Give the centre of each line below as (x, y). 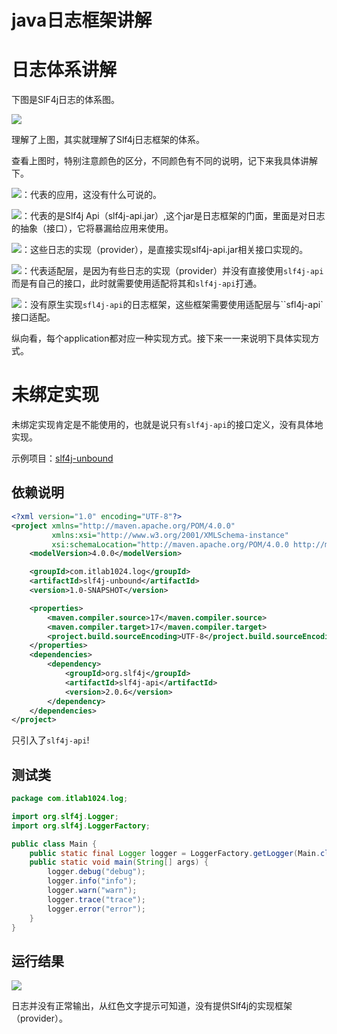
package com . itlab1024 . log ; (70, 799)
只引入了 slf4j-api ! (50, 740)
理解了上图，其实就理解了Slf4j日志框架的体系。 (108, 140)
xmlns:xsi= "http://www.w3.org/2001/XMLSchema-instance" (170, 535)
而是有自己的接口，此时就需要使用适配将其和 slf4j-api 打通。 (137, 283)
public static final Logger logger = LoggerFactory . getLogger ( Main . (175, 853)
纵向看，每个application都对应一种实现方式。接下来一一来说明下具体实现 (161, 338)
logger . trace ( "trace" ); (96, 899)
